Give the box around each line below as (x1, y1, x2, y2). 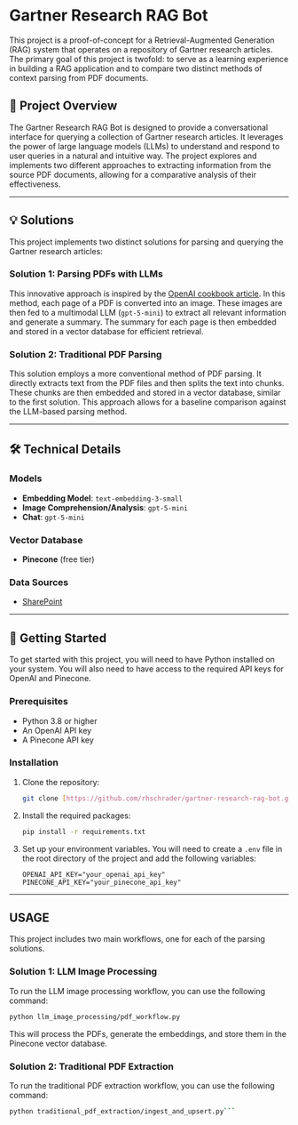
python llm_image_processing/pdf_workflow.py (9, 1012, 180, 1021)
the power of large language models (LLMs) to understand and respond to (9, 141, 280, 151)
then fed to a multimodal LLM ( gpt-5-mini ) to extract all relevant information (9, 307, 286, 317)
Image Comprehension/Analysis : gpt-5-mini (21, 502, 188, 512)
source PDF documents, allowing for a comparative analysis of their (9, 169, 257, 180)
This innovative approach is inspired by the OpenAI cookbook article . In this (9, 288, 286, 299)
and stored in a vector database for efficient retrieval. (9, 325, 204, 336)
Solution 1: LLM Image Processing (9, 966, 158, 978)
